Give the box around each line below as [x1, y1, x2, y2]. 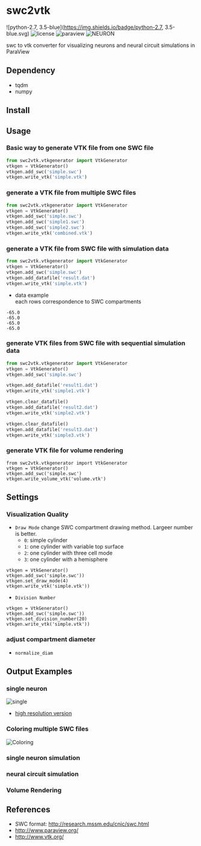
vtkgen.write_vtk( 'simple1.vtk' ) [6, 388, 90, 394]
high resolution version [14, 710, 72, 717]
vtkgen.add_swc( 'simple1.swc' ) [6, 219, 85, 225]
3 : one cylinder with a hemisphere [23, 556, 108, 563]
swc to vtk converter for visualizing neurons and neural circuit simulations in [6, 42, 196, 49]
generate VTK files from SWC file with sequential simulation [6, 339, 185, 347]
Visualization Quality [6, 510, 69, 518]
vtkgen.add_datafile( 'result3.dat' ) [6, 426, 98, 432]
